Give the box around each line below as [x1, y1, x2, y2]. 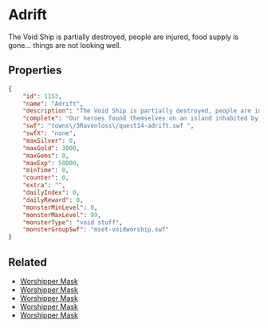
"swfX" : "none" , [22, 129, 77, 137]
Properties [8, 64, 62, 77]
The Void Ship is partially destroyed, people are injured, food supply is [8, 32, 239, 41]
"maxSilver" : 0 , [22, 136, 77, 144]
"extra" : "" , [22, 181, 66, 189]
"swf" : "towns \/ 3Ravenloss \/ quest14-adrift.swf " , [22, 122, 195, 130]
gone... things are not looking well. [8, 40, 122, 49]
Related [8, 255, 48, 269]
